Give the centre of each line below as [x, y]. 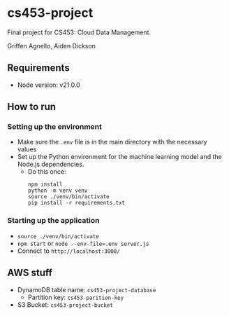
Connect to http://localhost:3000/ [68, 251]
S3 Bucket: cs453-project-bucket [65, 304]
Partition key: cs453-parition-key [76, 297]
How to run [32, 107]
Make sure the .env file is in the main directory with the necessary [112, 142]
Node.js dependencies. [51, 164]
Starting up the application [53, 221]
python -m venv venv [58, 191]
